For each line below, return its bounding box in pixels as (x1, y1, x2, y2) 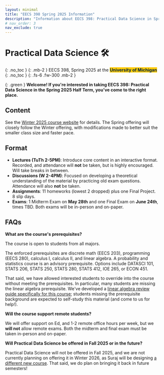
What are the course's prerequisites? (5, 231, 82, 237)
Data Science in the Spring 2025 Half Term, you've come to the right (5, 87, 146, 93)
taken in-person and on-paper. (5, 330, 67, 336)
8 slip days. (12, 193, 36, 199)
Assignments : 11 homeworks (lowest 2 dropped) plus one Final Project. (12, 188, 156, 194)
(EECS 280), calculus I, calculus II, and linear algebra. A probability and (5, 255, 148, 261)
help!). (5, 301, 18, 307)
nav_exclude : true (5, 25, 42, 30)
